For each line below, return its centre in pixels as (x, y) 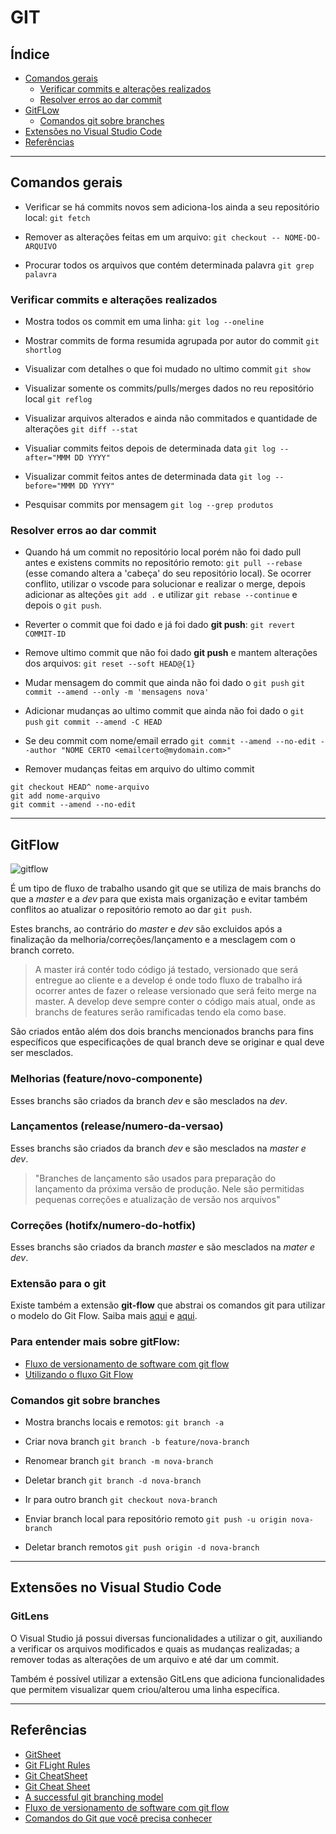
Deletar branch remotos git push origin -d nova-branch (142, 1547)
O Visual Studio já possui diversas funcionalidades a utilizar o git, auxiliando (166, 1638)
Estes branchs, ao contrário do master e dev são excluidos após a (146, 929)
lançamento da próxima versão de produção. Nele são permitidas (169, 1188)
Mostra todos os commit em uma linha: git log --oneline (144, 322)
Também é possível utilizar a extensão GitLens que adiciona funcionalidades (167, 1678)
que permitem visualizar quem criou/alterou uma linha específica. (145, 1689)
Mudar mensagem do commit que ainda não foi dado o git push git (165, 683)
